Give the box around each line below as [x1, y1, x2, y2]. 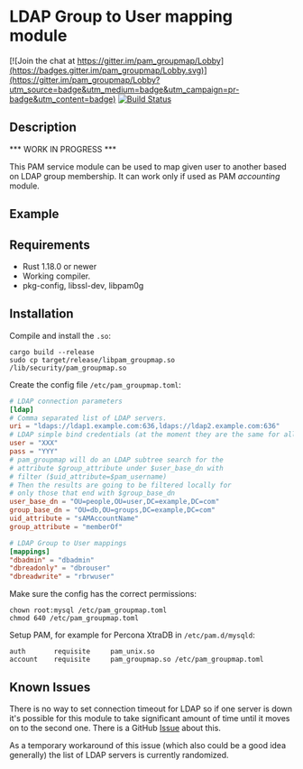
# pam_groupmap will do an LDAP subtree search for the [9, 455, 224, 464]
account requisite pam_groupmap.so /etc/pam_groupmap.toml [9, 655, 264, 664]
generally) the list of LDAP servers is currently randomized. [9, 749, 229, 760]
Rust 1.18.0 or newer [22, 261, 97, 271]
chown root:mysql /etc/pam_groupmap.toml [9, 606, 168, 615]
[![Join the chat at [9, 55, 76, 66]
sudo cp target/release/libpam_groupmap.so [9, 355, 176, 364]
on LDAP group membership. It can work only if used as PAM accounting [9, 170, 280, 181]
